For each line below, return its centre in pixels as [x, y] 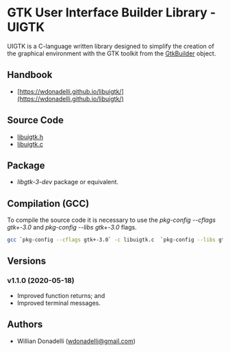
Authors [25, 324]
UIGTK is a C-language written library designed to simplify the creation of [111, 46]
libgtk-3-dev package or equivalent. [67, 182]
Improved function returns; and [61, 295]
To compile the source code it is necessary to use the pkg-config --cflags [112, 220]
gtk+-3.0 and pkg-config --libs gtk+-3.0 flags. [72, 227]
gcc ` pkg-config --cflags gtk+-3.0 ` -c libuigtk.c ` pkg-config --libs [111, 240]
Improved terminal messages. [59, 303]
